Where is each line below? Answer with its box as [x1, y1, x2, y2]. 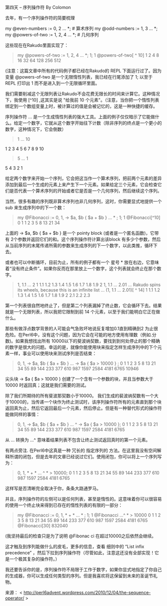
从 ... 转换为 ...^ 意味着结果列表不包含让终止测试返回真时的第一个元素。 [5, 437, 151, 443]
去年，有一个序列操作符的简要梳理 [5, 15, 75, 21]
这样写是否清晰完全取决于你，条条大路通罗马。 [5, 486, 101, 491]
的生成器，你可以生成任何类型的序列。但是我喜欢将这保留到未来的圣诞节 [5, 573, 153, 579]
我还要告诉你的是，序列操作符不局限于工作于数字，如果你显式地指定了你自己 [5, 567, 162, 572]
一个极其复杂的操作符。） [9, 556, 60, 562]
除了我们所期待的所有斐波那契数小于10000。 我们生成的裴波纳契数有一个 [5, 393, 154, 399]
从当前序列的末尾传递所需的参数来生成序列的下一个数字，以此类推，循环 [5, 243, 153, 248]
